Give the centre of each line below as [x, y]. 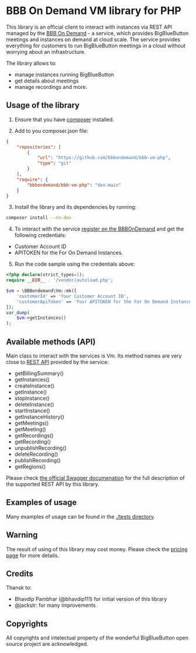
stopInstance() [32, 398]
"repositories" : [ [39, 147]
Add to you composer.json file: [51, 130]
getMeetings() [32, 423]
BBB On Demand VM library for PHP [94, 11]
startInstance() [32, 410]
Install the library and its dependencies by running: [76, 207]
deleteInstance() [34, 404]
